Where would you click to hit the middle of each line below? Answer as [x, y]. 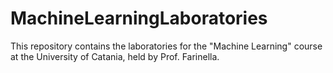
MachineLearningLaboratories [139, 18]
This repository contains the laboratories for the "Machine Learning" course [166, 46]
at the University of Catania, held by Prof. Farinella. [115, 56]
